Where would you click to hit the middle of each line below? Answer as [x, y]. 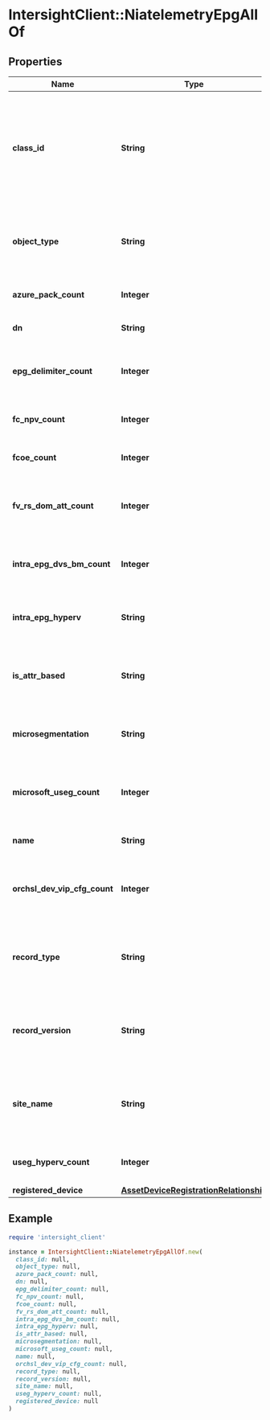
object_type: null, [48, 1267]
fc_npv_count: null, [50, 1296]
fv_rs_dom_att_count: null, [63, 1311]
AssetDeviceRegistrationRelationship [194, 1190]
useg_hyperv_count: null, [59, 1394]
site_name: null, [45, 1386]
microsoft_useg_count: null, [64, 1349]
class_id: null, [43, 1259]
